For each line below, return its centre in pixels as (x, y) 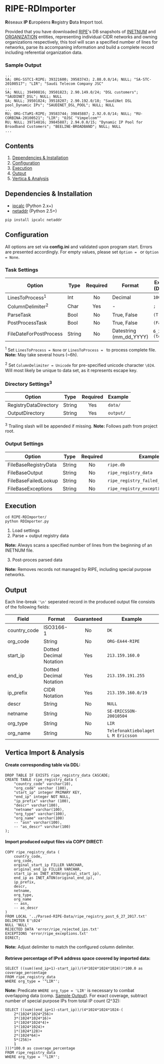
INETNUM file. (20, 550)
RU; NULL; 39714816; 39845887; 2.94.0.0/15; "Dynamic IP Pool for (74, 122)
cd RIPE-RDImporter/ (26, 517)
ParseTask (20, 315)
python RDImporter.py (27, 521)
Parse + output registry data (41, 536)
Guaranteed (88, 619)
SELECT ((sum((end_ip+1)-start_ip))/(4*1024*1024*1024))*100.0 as (74, 969)
